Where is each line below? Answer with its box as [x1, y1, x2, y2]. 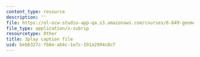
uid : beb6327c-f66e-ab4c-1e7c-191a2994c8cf [6, 42, 116, 48]
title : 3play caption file [6, 36, 73, 42]
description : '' [6, 14, 46, 20]
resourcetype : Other [6, 31, 58, 37]
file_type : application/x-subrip [6, 25, 89, 31]
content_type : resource [6, 8, 65, 15]
